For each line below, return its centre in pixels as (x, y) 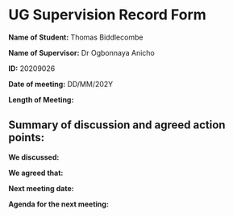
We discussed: (34, 157)
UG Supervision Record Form (108, 15)
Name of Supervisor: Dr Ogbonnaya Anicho (81, 52)
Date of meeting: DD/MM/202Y (61, 84)
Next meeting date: (41, 188)
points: (27, 138)
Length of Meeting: (41, 99)
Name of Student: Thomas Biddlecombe (76, 37)
